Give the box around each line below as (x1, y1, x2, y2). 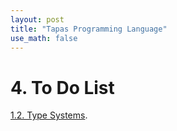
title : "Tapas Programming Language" (10, 24, 168, 34)
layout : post (10, 14, 65, 25)
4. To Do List (10, 76, 115, 99)
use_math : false (10, 33, 78, 43)
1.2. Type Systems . (10, 109, 88, 121)
